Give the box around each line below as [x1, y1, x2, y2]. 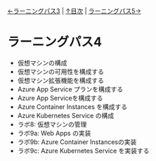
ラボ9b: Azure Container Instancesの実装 [17, 137, 137, 146]
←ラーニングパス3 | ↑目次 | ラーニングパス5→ [7, 7, 142, 15]
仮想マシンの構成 [17, 58, 67, 67]
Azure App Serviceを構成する [17, 94, 103, 102]
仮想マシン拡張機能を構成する [17, 76, 104, 84]
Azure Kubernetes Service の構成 [17, 111, 115, 120]
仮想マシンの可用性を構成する [17, 67, 104, 76]
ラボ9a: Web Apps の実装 [17, 129, 91, 137]
